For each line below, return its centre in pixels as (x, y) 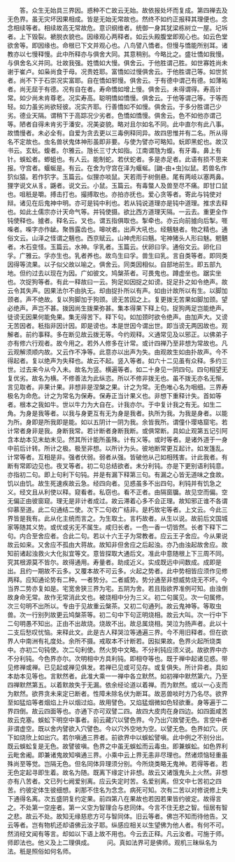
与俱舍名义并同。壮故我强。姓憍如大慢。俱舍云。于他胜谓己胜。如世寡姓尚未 (117, 63)
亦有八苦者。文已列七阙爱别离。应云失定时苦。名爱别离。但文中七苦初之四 (114, 781)
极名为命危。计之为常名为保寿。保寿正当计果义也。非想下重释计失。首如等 (114, 396)
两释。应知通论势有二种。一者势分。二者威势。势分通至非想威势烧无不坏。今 (117, 580)
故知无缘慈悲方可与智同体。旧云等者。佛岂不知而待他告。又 (142, 816)
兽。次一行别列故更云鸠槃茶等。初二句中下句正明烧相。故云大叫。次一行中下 (117, 615)
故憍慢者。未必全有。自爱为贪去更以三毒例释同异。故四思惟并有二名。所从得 (117, 133)
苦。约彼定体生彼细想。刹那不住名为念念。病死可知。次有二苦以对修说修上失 (117, 790)
